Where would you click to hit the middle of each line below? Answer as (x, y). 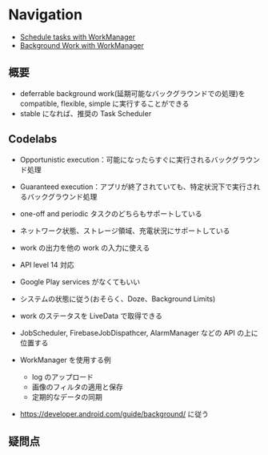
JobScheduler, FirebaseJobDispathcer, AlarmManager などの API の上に (139, 332)
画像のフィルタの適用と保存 (78, 387)
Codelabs (33, 139)
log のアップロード (62, 376)
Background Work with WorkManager (82, 45)
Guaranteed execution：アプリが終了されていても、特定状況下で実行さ (136, 187)
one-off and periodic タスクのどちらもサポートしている (111, 213)
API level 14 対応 (47, 264)
